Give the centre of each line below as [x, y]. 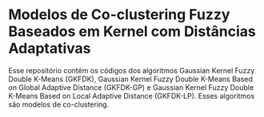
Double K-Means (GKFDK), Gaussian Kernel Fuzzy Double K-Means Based [131, 79]
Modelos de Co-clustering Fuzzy [119, 15]
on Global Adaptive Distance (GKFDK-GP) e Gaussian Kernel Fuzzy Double [131, 87]
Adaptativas [50, 49]
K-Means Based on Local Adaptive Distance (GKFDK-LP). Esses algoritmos [132, 96]
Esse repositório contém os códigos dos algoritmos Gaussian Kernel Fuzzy [132, 70]
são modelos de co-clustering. [59, 104]
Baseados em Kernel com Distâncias [132, 31]
